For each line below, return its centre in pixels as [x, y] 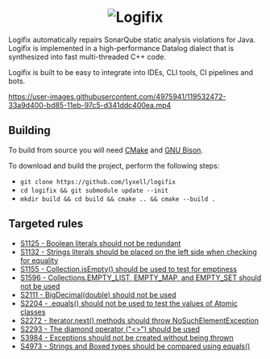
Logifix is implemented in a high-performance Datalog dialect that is [121, 48]
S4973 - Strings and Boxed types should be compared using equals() [135, 346]
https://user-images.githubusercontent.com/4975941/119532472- [117, 96]
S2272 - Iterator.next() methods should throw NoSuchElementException [139, 320]
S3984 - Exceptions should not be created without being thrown [127, 337]
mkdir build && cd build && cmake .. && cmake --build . [118, 199]
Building [29, 130]
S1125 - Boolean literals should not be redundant [100, 243]
